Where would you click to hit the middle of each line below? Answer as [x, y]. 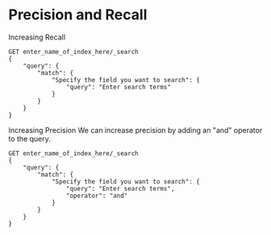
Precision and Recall [78, 15]
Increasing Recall [37, 37]
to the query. [29, 138]
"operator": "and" [97, 196]
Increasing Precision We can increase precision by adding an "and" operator [135, 130]
